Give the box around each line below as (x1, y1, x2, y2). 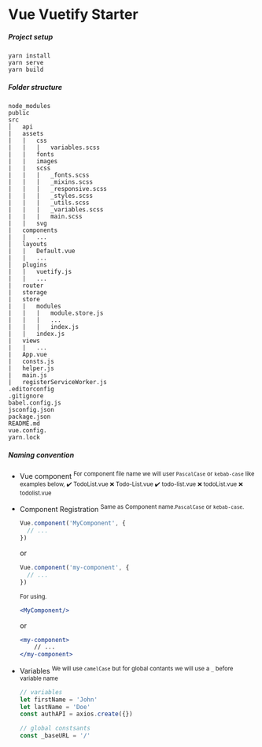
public (8, 109, 30, 118)
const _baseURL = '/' (19, 732, 91, 740)
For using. (19, 592, 47, 600)
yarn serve (8, 59, 44, 67)
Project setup (8, 32, 54, 41)
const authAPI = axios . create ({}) (19, 710, 133, 719)
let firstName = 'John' (19, 696, 98, 704)
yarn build (8, 65, 44, 74)
